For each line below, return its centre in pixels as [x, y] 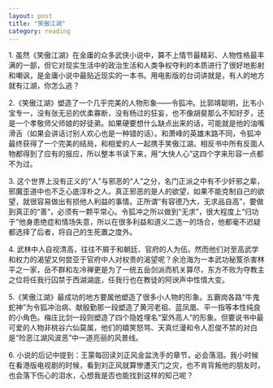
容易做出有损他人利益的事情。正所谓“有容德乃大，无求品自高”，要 [147, 202]
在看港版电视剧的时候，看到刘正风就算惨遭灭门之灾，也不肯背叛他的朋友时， [136, 365]
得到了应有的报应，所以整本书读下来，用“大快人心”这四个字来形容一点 [140, 154]
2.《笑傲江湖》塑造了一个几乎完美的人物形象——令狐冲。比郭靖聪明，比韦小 [136, 103]
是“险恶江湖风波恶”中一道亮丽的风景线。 [76, 338]
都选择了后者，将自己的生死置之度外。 [72, 232]
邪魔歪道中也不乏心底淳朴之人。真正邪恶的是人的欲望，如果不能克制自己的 [133, 191]
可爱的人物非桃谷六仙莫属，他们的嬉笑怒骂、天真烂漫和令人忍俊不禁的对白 [133, 328]
